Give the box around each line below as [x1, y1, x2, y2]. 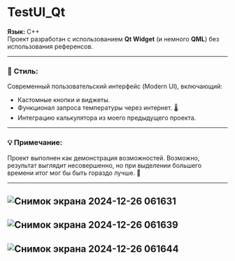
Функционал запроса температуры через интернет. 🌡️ [17, 104, 178, 112]
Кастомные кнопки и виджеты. [17, 96, 111, 104]
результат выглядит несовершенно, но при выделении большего [7, 161, 202, 169]
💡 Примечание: [7, 138, 63, 148]
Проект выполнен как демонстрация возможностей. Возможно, [7, 153, 200, 162]
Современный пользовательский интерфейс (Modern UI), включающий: [7, 82, 222, 91]
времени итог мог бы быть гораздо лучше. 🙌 [7, 169, 141, 177]
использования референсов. [7, 42, 93, 50]
